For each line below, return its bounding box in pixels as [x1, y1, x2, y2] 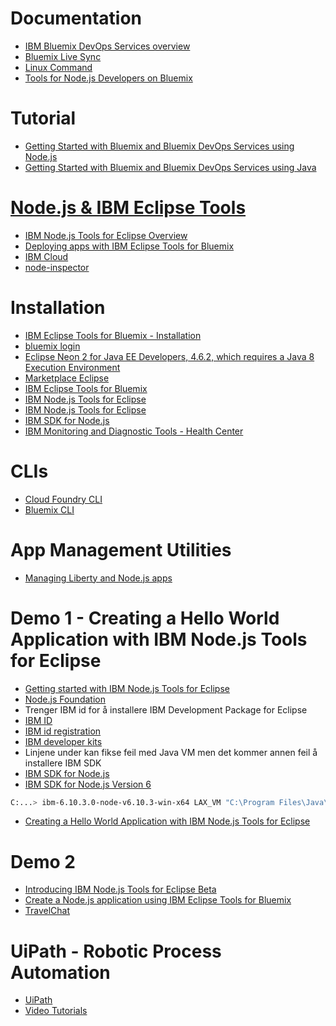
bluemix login [24, 340, 81, 352]
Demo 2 [10, 850, 76, 873]
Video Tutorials [24, 1005, 88, 1017]
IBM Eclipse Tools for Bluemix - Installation [24, 329, 202, 341]
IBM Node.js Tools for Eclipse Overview [24, 229, 188, 241]
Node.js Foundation [24, 693, 106, 705]
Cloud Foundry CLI [24, 493, 103, 505]
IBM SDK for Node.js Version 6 [24, 778, 152, 790]
